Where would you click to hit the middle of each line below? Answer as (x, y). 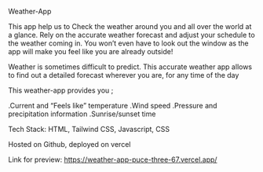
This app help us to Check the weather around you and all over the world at (130, 26)
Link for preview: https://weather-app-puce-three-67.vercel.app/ (113, 159)
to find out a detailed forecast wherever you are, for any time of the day (124, 75)
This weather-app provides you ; (61, 90)
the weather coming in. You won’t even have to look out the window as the (128, 43)
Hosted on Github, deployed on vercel (69, 144)
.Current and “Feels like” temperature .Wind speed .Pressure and (113, 106)
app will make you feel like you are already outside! (91, 51)
